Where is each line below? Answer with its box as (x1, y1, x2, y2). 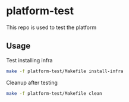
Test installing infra (6, 56, 53, 63)
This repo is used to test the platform (6, 24, 97, 31)
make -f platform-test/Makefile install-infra (6, 68, 124, 74)
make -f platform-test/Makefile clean (6, 90, 102, 96)
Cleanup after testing (6, 79, 58, 86)
